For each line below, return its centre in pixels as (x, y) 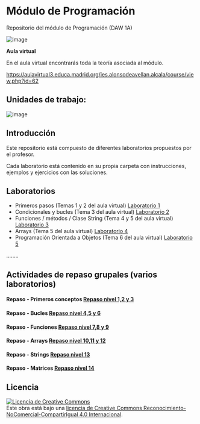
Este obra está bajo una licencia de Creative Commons (74, 408)
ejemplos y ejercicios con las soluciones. (57, 172)
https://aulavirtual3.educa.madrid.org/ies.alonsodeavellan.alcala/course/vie (100, 74)
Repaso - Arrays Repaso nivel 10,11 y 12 (56, 341)
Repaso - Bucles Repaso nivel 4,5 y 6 (54, 313)
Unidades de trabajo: (46, 100)
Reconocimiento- (165, 408)
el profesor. (20, 154)
